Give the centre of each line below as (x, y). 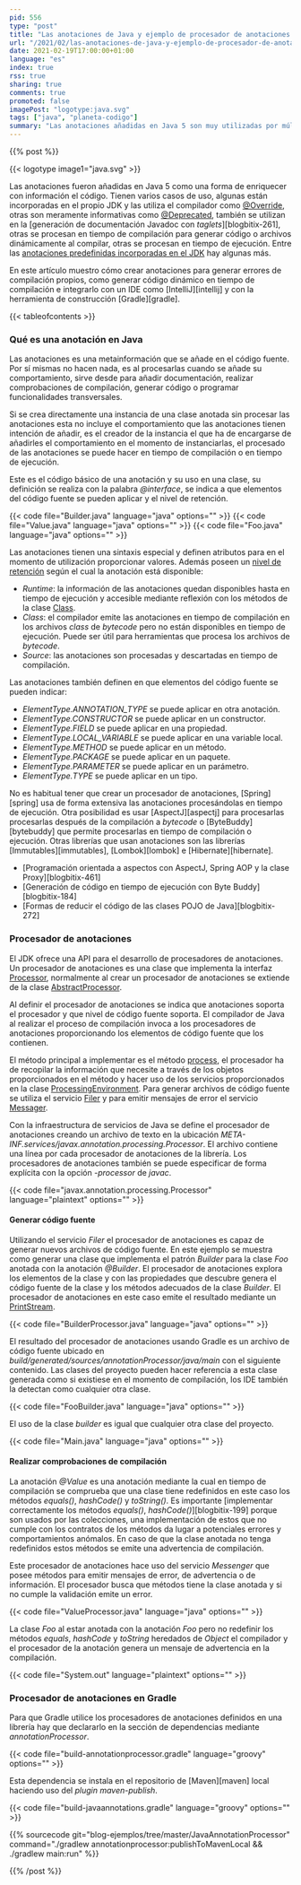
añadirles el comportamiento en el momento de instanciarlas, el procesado (147, 443)
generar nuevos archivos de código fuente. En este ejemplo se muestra (141, 1249)
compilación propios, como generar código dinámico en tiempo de (132, 280)
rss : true (28, 76)
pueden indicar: (38, 692)
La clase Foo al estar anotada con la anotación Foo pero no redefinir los (142, 1629)
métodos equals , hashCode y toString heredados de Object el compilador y (149, 1638)
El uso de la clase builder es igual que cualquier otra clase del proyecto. (142, 1423)
